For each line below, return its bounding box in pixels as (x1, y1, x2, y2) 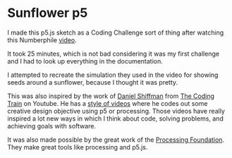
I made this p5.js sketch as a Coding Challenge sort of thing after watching (7, 28, 224, 37)
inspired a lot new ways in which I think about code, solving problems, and (7, 114, 224, 123)
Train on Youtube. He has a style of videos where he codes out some (7, 99, 208, 107)
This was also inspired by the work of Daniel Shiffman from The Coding (7, 92, 215, 100)
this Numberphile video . (7, 35, 78, 44)
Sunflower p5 (7, 5, 88, 21)
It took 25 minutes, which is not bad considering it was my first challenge (7, 49, 220, 58)
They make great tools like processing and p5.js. (7, 142, 148, 151)
